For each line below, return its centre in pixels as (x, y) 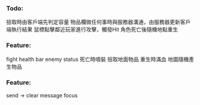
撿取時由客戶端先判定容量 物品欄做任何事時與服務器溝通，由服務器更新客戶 (99, 22)
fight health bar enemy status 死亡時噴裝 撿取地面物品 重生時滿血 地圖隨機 (98, 59)
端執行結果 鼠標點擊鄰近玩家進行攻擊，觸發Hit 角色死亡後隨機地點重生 (92, 30)
